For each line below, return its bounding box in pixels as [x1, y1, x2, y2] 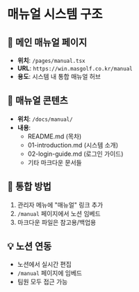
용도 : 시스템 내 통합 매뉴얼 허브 [17, 73, 101, 80]
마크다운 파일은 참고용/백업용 [17, 218, 97, 226]
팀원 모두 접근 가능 [17, 277, 68, 286]
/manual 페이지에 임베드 [17, 269, 82, 277]
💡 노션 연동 [7, 240, 52, 252]
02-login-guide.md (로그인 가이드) [27, 149, 124, 158]
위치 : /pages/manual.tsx [17, 57, 85, 64]
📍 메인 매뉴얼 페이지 [7, 36, 88, 48]
